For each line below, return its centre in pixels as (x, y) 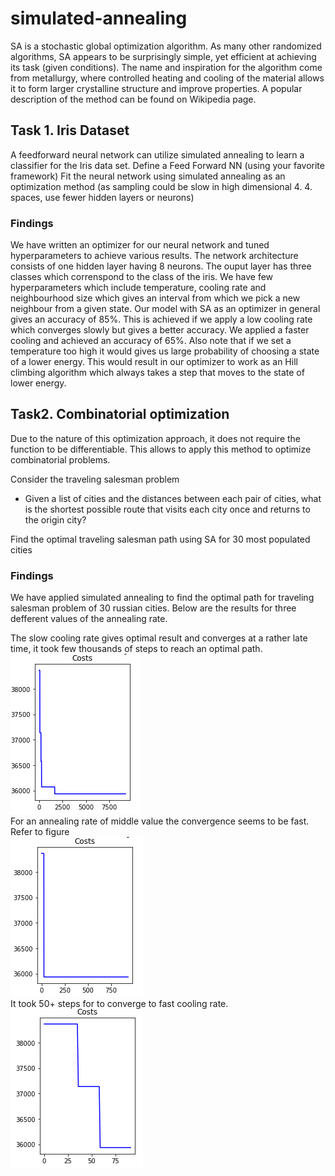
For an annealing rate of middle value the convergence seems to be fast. (160, 821)
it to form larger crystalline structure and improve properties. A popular (156, 88)
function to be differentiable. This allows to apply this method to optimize (161, 449)
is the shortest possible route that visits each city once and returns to (167, 509)
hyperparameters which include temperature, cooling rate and (138, 288)
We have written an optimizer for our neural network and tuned (140, 245)
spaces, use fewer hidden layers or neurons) (102, 197)
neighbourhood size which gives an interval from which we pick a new (155, 298)
